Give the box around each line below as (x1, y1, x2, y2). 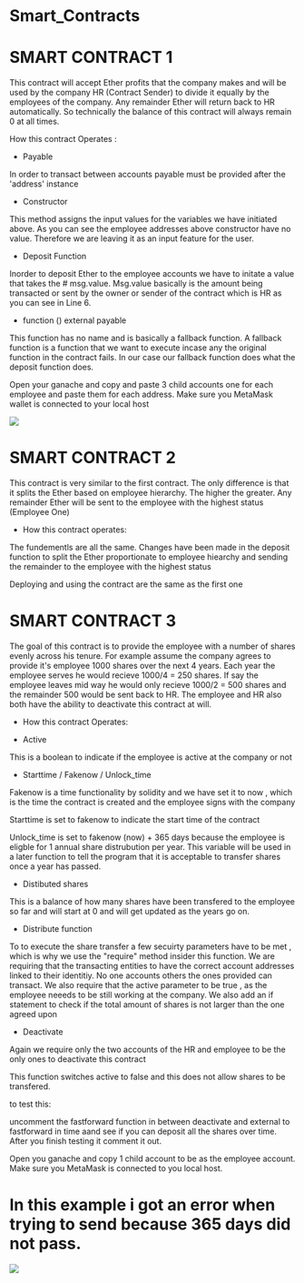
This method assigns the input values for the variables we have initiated (9, 214, 278, 225)
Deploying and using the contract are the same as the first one (9, 579, 243, 590)
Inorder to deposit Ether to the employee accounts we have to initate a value (9, 268, 295, 279)
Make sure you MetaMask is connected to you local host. (9, 1163, 223, 1174)
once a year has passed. (9, 861, 102, 872)
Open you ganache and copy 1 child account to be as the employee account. (9, 1153, 296, 1164)
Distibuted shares (22, 879, 89, 889)
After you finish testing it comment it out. (9, 1136, 162, 1147)
